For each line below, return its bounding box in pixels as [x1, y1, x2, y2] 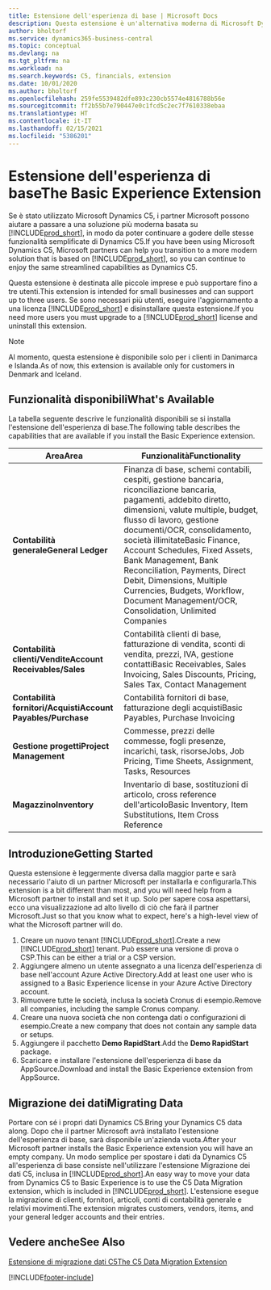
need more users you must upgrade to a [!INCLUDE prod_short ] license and [8, 312, 258, 321]
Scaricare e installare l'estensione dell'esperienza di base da [19, 1056, 222, 1065]
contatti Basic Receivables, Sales [123, 659, 247, 670]
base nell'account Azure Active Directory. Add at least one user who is [19, 970, 253, 980]
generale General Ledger [12, 544, 108, 556]
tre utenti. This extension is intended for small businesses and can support [8, 286, 254, 296]
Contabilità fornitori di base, [123, 692, 229, 704]
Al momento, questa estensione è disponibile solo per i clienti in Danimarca [8, 352, 258, 362]
